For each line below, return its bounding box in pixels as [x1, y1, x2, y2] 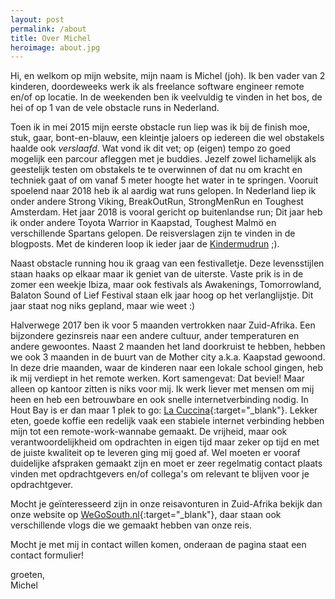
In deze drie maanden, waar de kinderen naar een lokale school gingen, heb [10, 362, 323, 374]
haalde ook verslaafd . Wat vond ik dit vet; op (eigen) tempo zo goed [10, 142, 291, 155]
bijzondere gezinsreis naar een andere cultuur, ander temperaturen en [10, 330, 300, 342]
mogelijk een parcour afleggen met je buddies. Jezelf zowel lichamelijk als [10, 153, 317, 165]
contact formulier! [10, 549, 85, 561]
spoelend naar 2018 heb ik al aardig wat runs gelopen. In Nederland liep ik [10, 185, 317, 197]
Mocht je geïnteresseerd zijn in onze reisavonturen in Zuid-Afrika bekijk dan [10, 498, 323, 510]
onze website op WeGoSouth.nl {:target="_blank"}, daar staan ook [10, 509, 282, 521]
